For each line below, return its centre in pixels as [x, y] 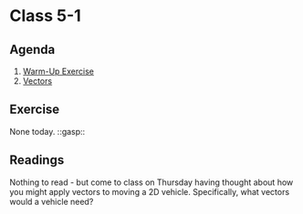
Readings [37, 160]
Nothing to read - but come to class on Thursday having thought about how [151, 182]
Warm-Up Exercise [58, 71]
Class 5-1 [46, 16]
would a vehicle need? [52, 201]
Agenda [32, 50]
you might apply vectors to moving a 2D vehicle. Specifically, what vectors [150, 191]
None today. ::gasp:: [47, 131]
